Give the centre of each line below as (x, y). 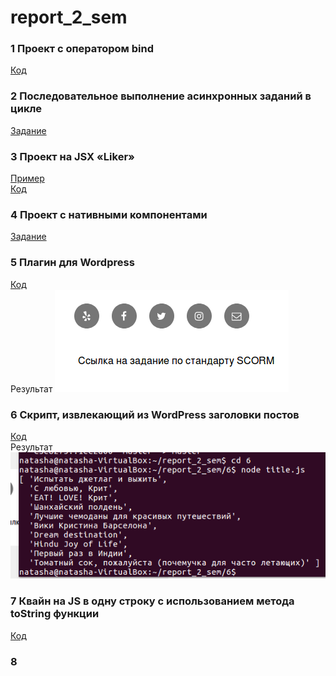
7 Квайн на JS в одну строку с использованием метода (152, 601)
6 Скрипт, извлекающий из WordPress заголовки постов (155, 414)
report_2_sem (69, 17)
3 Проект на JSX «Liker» (72, 156)
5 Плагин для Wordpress (72, 263)
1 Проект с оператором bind (82, 49)
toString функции (55, 614)
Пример (27, 178)
